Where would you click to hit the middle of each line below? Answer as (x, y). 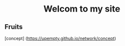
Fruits (14, 27)
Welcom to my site (82, 9)
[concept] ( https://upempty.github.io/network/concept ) (60, 38)
